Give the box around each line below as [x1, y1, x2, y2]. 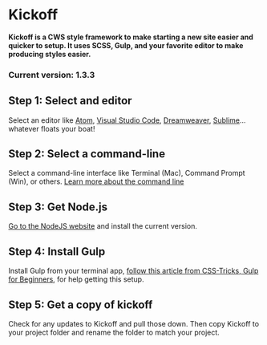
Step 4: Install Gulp [8, 245, 106, 258]
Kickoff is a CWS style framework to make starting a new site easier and [8, 32, 254, 42]
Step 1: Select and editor [8, 94, 132, 108]
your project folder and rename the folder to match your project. [8, 327, 220, 337]
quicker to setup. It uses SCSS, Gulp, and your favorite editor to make [8, 40, 244, 50]
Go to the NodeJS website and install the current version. [8, 221, 198, 231]
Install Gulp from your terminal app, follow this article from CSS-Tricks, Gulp [8, 266, 259, 276]
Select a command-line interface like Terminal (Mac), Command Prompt [8, 168, 246, 178]
